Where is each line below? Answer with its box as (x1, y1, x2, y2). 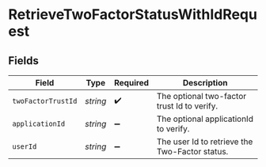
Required (113, 78, 149, 88)
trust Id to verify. (156, 101, 218, 112)
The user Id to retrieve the (156, 136, 253, 147)
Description (182, 78, 228, 88)
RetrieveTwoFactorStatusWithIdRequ (8, 6, 257, 24)
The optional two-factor (156, 91, 247, 101)
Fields (8, 54, 40, 67)
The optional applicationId (156, 113, 253, 124)
